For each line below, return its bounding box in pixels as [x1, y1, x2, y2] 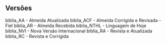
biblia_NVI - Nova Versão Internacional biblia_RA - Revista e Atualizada [5, 27, 152, 34]
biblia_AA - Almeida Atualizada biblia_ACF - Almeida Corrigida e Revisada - [5, 17, 161, 23]
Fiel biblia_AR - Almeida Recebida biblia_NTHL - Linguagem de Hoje [5, 22, 146, 28]
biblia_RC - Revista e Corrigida [5, 33, 69, 39]
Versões [5, 4, 32, 12]
